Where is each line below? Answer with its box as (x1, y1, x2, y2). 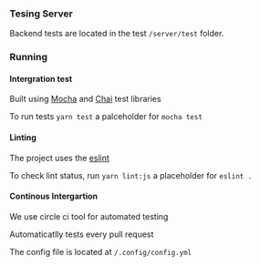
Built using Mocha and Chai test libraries (9, 94, 161, 105)
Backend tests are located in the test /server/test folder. (9, 28, 224, 39)
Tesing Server (9, 7, 73, 20)
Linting (9, 132, 36, 143)
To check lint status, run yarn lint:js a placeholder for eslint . (9, 169, 253, 180)
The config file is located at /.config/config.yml (9, 246, 192, 257)
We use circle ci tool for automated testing (9, 210, 169, 221)
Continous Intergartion (9, 190, 99, 202)
